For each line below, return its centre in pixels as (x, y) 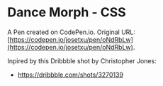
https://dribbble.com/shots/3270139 (71, 75)
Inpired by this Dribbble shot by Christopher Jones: (82, 60)
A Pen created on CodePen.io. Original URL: (72, 32)
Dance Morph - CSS (67, 12)
